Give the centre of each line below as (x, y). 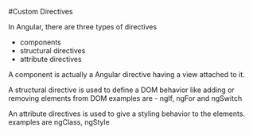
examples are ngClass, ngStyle (59, 122)
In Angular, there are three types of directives (83, 27)
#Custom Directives (41, 12)
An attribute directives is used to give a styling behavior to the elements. (127, 114)
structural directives (53, 50)
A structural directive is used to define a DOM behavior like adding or (121, 90)
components (40, 42)
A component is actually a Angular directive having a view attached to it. (127, 74)
